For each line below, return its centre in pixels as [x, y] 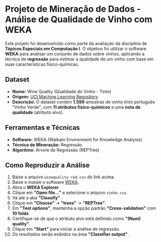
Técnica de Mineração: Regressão [47, 145]
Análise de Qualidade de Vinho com [79, 19]
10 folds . [21, 214]
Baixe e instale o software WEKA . [46, 182]
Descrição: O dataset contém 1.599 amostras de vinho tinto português [83, 102]
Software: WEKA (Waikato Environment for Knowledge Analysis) [77, 139]
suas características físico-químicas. [42, 64]
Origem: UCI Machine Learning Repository [55, 97]
